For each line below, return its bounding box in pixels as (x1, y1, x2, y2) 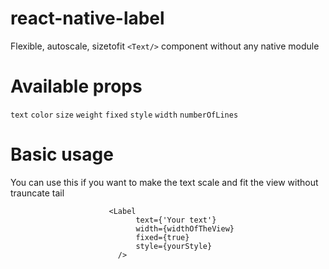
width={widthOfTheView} (135, 223, 235, 234)
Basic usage (10, 143, 114, 166)
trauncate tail (10, 187, 65, 199)
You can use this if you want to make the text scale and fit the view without (10, 176, 319, 188)
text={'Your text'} (135, 215, 217, 225)
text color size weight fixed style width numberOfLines (10, 110, 239, 120)
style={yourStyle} (135, 241, 213, 251)
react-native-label (10, 7, 165, 30)
